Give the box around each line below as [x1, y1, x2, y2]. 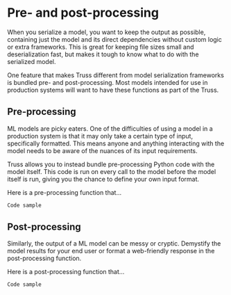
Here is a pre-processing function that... [7, 188, 122, 196]
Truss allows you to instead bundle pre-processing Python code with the [7, 160, 215, 168]
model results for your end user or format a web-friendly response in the [7, 247, 215, 255]
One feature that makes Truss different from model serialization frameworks [7, 71, 224, 79]
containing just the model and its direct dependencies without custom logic [7, 35, 222, 43]
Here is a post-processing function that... [7, 268, 125, 276]
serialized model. [7, 57, 57, 65]
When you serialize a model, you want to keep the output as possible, [7, 28, 206, 36]
